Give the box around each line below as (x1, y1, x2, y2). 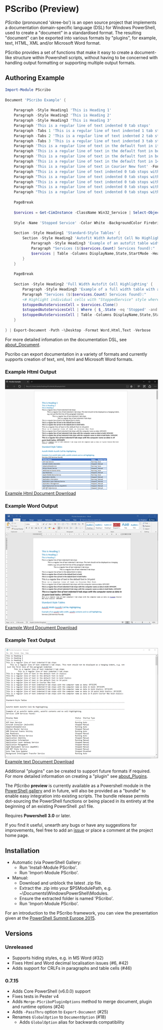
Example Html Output (5, 368, 57, 375)
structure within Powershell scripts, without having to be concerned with (13, 54, 158, 60)
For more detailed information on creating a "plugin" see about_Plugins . (5, 773, 148, 779)
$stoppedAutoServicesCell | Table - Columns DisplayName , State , (22, 312, 153, 317)
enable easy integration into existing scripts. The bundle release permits (5, 793, 149, 799)
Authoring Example (5, 74, 65, 82)
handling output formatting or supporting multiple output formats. (5, 60, 136, 65)
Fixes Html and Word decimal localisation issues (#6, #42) (12, 960, 129, 966)
